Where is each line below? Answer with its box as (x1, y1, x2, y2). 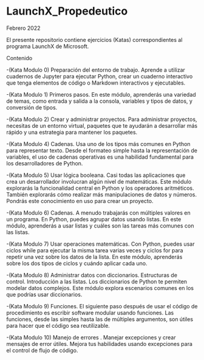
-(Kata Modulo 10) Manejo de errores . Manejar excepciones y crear (6, 333, 176, 341)
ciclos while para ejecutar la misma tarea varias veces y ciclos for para (6, 246, 183, 254)
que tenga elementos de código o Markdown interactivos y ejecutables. (6, 79, 186, 86)
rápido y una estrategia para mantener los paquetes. (6, 128, 138, 136)
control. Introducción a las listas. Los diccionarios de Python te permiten (6, 278, 187, 285)
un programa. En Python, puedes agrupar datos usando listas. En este (6, 215, 182, 223)
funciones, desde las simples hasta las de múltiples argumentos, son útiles (6, 315, 193, 323)
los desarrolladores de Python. (6, 159, 83, 167)
